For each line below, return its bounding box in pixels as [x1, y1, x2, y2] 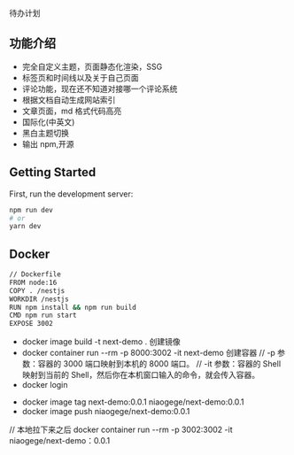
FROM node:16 [9, 278, 58, 287]
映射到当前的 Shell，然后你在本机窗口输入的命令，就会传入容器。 [21, 370, 259, 381]
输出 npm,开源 [21, 138, 74, 149]
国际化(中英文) [21, 116, 75, 127]
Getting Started [9, 165, 97, 180]
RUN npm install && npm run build [9, 303, 137, 312]
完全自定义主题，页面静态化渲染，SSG [21, 61, 163, 72]
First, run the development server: [9, 189, 134, 199]
